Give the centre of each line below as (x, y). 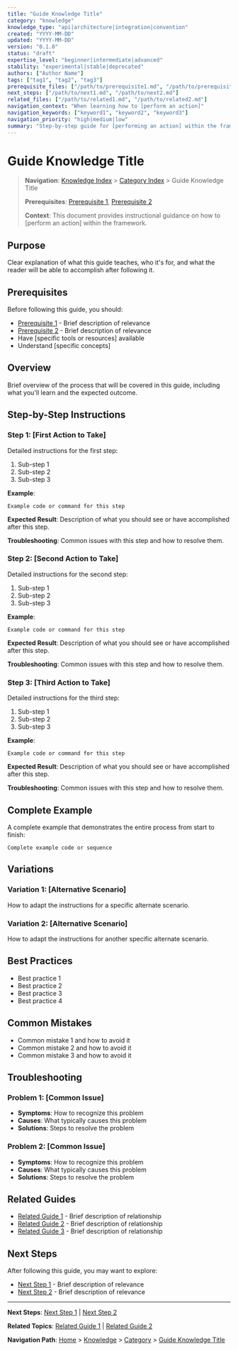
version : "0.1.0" (33, 47)
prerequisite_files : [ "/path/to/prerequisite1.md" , (85, 86)
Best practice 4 (40, 1001)
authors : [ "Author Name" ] (45, 73)
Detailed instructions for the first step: (63, 450)
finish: (16, 834)
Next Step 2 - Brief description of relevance (81, 1292)
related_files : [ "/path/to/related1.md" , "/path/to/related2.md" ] (107, 100)
